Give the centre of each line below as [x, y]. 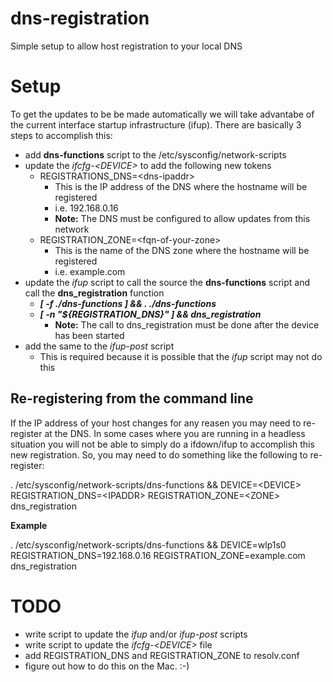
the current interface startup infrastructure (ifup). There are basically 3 [156, 124]
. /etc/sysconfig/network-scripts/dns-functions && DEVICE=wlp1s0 [148, 544]
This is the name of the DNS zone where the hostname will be [182, 250]
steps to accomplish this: [61, 135]
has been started [89, 335]
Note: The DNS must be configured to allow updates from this [182, 218]
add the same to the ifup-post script [99, 346]
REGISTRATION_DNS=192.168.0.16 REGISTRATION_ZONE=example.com [158, 555]
